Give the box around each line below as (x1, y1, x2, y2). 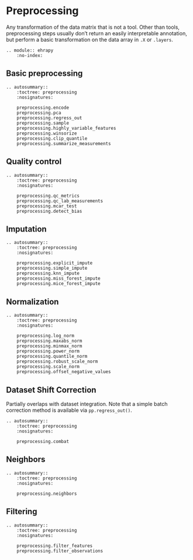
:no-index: (16, 52, 43, 58)
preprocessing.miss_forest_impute (16, 276, 101, 281)
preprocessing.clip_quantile (16, 135, 88, 142)
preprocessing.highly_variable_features (16, 125, 116, 131)
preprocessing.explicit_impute (16, 260, 93, 266)
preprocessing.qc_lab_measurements (16, 198, 104, 204)
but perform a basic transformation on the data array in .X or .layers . (6, 36, 174, 43)
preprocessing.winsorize (16, 130, 77, 136)
